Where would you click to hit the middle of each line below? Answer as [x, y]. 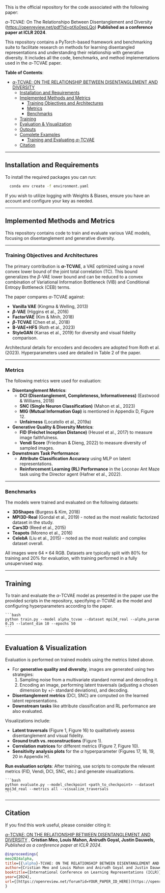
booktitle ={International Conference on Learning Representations [74, 873]
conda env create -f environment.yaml [49, 186]
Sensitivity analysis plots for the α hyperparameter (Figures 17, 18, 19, [83, 751]
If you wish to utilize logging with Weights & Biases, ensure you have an [77, 195]
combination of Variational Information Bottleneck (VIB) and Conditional [77, 282]
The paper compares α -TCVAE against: [45, 297]
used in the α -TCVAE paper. [33, 63]
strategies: [23, 675]
